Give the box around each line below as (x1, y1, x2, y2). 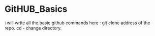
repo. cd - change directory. (4, 25, 62, 31)
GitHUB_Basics (4, 3, 67, 15)
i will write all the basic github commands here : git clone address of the (4, 20, 151, 26)
